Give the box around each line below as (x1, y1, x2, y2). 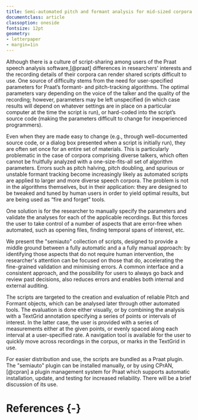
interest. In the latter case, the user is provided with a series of (6, 318, 159, 326)
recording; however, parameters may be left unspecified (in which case (6, 96, 180, 103)
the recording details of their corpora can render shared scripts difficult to (6, 71, 187, 78)
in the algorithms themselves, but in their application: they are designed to (6, 183, 187, 190)
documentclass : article (6, 14, 65, 20)
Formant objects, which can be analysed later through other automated (6, 299, 180, 307)
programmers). (6, 121, 43, 128)
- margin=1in (6, 42, 39, 48)
